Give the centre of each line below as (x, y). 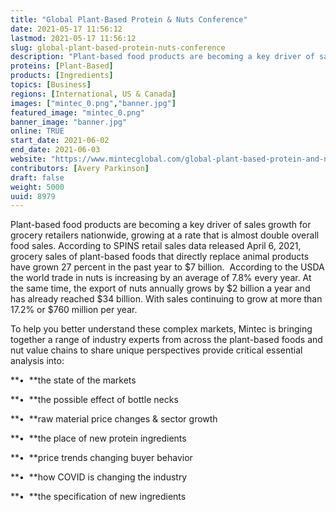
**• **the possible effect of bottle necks (94, 400)
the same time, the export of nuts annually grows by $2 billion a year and (160, 288)
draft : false (37, 177)
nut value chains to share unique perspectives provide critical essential (156, 350)
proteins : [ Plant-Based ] (62, 66)
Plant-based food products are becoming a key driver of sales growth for (161, 225)
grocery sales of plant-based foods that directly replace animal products (160, 257)
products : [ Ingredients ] (62, 76)
